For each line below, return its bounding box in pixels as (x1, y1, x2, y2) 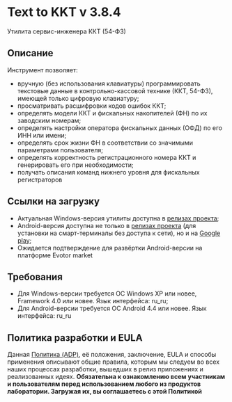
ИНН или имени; (17, 131, 67, 139)
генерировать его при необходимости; (17, 161, 134, 169)
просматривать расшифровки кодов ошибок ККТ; (17, 102, 167, 110)
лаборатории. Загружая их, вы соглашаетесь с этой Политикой (7, 387, 202, 396)
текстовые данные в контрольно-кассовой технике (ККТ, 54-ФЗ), (17, 86, 213, 95)
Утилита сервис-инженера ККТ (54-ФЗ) (7, 27, 127, 35)
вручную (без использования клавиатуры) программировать (17, 79, 201, 88)
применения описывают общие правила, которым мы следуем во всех (7, 357, 220, 366)
